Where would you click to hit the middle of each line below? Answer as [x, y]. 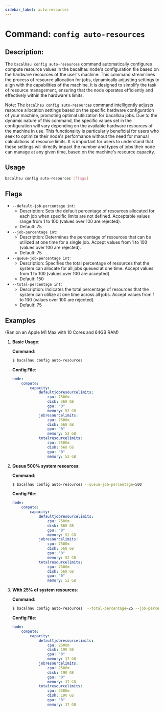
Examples [20, 320]
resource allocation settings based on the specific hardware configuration [80, 110]
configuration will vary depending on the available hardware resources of [79, 125]
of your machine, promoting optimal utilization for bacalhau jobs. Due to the [81, 115]
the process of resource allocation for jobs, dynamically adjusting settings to [82, 80]
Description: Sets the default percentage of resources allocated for [87, 211]
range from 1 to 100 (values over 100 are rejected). [70, 221]
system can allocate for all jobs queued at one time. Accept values [86, 268]
